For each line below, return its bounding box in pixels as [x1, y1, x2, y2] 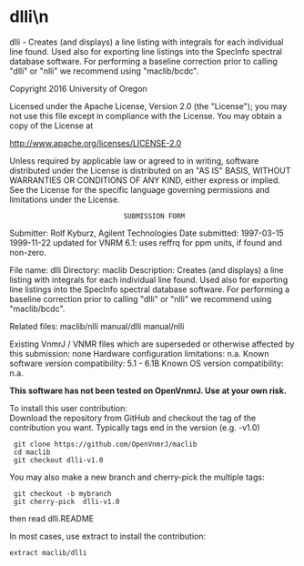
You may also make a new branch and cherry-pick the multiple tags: [9, 471, 265, 482]
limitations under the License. [9, 194, 120, 205]
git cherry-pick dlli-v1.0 [13, 497, 120, 506]
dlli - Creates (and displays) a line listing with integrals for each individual [9, 36, 284, 47]
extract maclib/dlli [9, 548, 88, 557]
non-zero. [9, 247, 47, 258]
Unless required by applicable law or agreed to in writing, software [9, 155, 259, 166]
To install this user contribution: [9, 402, 127, 413]
